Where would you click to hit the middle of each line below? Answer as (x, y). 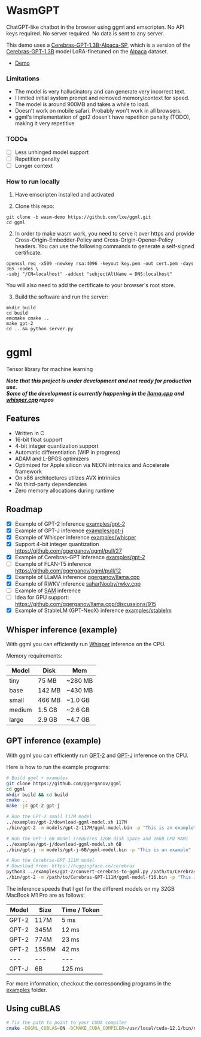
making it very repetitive (45, 123)
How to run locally (33, 182)
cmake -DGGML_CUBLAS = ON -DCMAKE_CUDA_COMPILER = (67, 1028)
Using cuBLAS (33, 1009)
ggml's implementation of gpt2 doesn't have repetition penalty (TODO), (103, 117)
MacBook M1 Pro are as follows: (45, 895)
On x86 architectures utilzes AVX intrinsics (68, 478)
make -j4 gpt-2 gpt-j (33, 806)
